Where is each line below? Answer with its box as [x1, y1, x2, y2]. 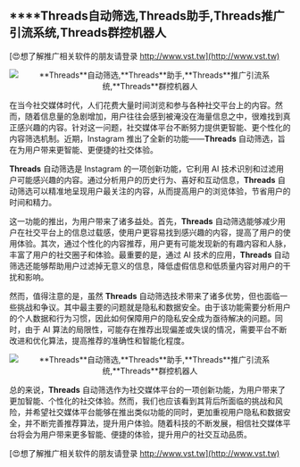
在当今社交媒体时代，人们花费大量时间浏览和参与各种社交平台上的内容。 [9, 99, 275, 110]
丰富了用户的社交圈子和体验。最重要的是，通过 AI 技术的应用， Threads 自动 [9, 249, 290, 260]
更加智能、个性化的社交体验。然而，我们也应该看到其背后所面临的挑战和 [9, 396, 275, 406]
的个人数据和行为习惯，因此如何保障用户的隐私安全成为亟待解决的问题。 [9, 313, 275, 323]
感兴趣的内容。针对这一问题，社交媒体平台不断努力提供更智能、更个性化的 [16, 121, 291, 132]
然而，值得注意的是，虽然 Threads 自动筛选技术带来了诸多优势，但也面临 [9, 290, 280, 301]
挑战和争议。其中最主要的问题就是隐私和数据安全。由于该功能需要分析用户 [16, 302, 291, 313]
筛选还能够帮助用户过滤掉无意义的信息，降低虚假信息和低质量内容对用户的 [9, 260, 283, 271]
